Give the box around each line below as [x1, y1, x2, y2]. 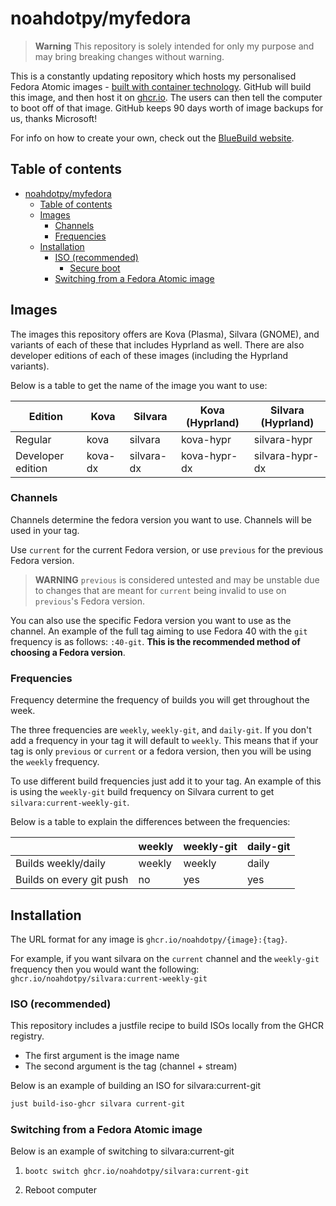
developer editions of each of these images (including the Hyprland [10, 349, 289, 361]
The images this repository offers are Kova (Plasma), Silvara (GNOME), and [10, 328, 320, 340]
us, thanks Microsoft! [10, 112, 98, 124]
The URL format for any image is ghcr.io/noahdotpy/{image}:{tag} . [10, 933, 288, 945]
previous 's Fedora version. [34, 595, 146, 607]
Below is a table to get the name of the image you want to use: [10, 379, 268, 391]
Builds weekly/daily [15, 857, 106, 871]
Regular [15, 432, 52, 446]
